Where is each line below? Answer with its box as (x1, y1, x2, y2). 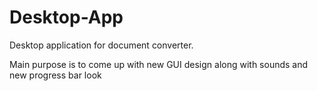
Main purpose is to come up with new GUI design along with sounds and (9, 58, 309, 70)
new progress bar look (9, 69, 102, 81)
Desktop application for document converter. (9, 39, 194, 51)
